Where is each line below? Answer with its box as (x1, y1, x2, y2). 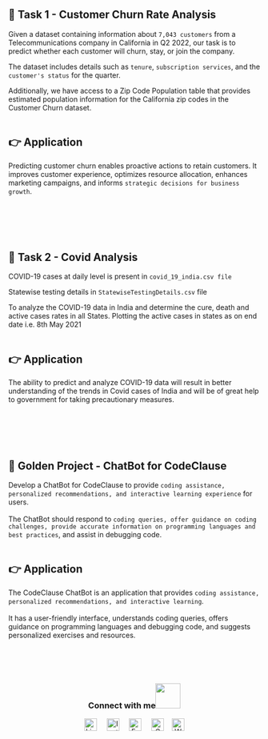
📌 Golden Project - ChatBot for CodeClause (8, 459, 227, 472)
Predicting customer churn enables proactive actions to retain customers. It (8, 161, 258, 171)
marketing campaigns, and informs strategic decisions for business (8, 178, 240, 187)
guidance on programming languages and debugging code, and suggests (8, 621, 250, 631)
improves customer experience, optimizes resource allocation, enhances (8, 169, 248, 179)
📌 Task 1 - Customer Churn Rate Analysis (8, 8, 217, 22)
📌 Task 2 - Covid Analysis (8, 251, 138, 264)
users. (8, 497, 30, 507)
